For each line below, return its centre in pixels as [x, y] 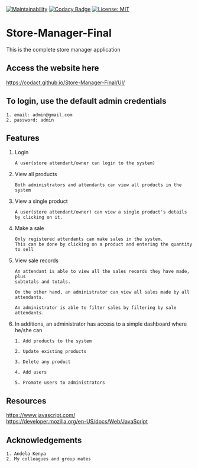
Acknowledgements [44, 440]
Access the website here [53, 68]
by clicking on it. [39, 217]
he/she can [28, 330]
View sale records [37, 260]
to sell [24, 250]
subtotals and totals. [43, 282]
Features [23, 138]
